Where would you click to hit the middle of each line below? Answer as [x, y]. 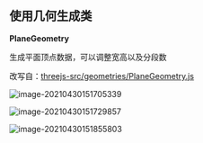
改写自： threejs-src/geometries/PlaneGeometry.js [102, 76]
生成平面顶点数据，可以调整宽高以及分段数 [88, 57]
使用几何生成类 [51, 16]
